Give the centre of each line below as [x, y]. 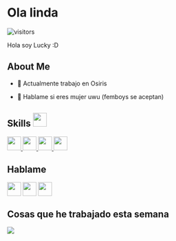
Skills [19, 124]
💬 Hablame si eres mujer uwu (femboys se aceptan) [90, 96]
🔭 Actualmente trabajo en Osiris [62, 83]
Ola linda [33, 13]
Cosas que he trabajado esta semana [88, 214]
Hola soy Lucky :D [33, 45]
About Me [29, 67]
